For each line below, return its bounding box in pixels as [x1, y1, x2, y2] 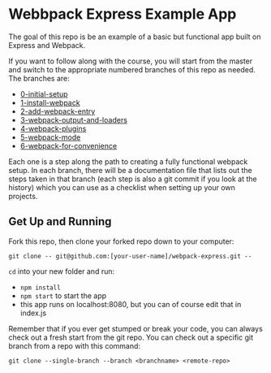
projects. [8, 191, 38, 201]
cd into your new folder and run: [8, 266, 115, 276]
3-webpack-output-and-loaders [19, 115, 128, 124]
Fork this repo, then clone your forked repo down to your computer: [8, 236, 234, 246]
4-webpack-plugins [19, 124, 87, 133]
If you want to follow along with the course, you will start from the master [8, 56, 253, 66]
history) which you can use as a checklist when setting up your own [8, 182, 235, 192]
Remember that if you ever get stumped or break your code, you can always [8, 323, 264, 333]
